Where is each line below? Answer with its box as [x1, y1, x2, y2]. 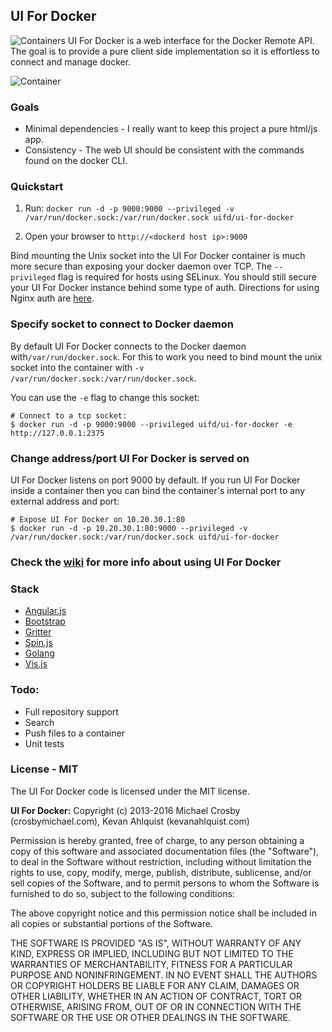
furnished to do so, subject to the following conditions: [10, 887, 235, 899]
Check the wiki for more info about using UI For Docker [10, 555, 282, 569]
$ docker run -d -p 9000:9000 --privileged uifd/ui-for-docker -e [10, 419, 293, 429]
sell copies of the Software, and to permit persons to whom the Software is [10, 877, 320, 889]
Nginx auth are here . [10, 292, 95, 304]
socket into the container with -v [10, 361, 145, 373]
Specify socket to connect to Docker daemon [10, 317, 234, 331]
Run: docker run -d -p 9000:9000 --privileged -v [24, 202, 235, 214]
